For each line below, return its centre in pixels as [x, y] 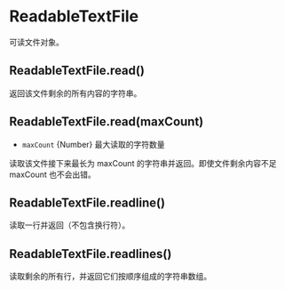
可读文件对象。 [36, 42]
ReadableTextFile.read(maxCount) [107, 122]
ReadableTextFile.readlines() [91, 254]
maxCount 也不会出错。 [52, 174]
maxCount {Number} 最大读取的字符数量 [93, 144]
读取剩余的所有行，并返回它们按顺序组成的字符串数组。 [110, 277]
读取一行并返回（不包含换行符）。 [70, 225]
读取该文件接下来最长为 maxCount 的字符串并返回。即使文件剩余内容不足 [143, 163]
